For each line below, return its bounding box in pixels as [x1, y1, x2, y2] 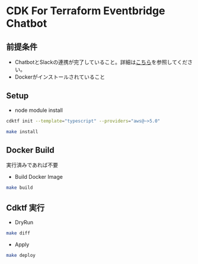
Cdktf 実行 [6, 202, 45, 213]
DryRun [14, 219, 34, 226]
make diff [6, 230, 31, 236]
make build [6, 185, 33, 191]
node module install [14, 107, 63, 114]
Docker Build [6, 145, 55, 155]
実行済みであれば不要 [6, 162, 58, 169]
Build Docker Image [14, 173, 63, 181]
